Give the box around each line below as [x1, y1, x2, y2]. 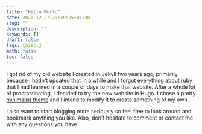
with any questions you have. [6, 120, 79, 127]
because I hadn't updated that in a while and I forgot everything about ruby [6, 77, 193, 84]
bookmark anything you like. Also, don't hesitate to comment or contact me [6, 114, 194, 121]
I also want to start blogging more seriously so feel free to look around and [6, 107, 192, 115]
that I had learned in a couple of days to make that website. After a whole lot [6, 83, 196, 91]
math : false [6, 48, 36, 54]
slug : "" [6, 20, 28, 26]
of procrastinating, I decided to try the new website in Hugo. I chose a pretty [6, 89, 196, 97]
